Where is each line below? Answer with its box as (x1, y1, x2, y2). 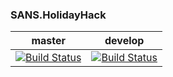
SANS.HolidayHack (10, 8, 107, 22)
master (31, 34, 67, 48)
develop (104, 34, 145, 48)
